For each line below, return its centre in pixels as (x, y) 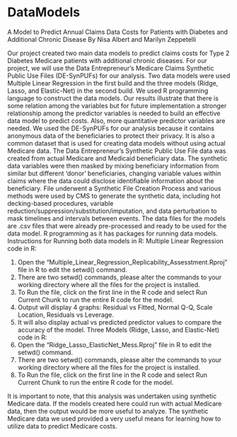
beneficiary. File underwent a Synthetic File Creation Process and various (114, 188)
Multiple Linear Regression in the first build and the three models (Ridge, (113, 83)
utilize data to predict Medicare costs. (63, 426)
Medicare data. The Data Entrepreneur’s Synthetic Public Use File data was (117, 151)
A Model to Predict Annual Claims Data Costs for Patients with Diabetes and (118, 32)
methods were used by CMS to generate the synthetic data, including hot (114, 196)
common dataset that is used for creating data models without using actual (116, 143)
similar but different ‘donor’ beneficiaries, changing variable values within (114, 173)
